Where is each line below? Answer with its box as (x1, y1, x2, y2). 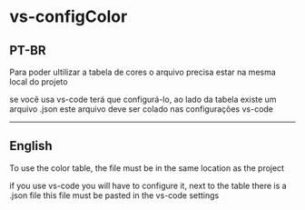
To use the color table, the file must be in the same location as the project (9, 162, 284, 174)
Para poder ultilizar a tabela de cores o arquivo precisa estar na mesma (9, 66, 277, 77)
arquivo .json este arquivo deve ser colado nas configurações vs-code (9, 104, 274, 115)
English (9, 138, 53, 154)
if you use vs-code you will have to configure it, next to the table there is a (9, 180, 288, 191)
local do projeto (9, 76, 68, 87)
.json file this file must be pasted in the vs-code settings (9, 189, 220, 201)
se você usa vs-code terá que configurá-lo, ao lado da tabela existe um (9, 94, 277, 105)
